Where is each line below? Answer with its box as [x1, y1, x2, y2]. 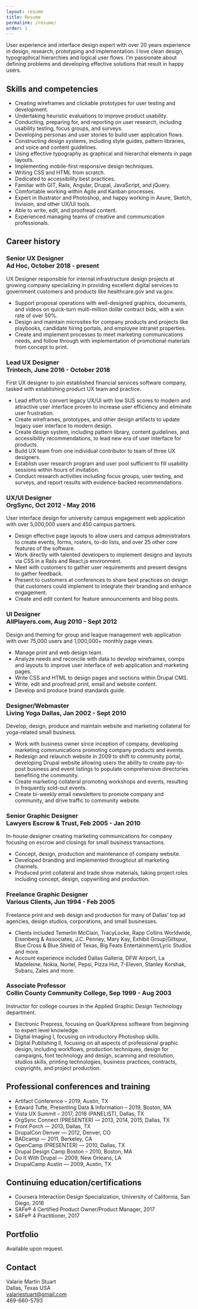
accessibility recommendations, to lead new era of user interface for [14, 435, 181, 442]
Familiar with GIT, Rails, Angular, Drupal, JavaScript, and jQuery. [14, 181, 171, 189]
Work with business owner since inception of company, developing [14, 740, 178, 747]
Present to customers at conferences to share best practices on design [14, 577, 188, 584]
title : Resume [6, 14, 41, 20]
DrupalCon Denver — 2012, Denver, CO [14, 1129, 111, 1136]
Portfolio [6, 1229, 39, 1240]
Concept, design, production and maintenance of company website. [14, 851, 181, 858]
